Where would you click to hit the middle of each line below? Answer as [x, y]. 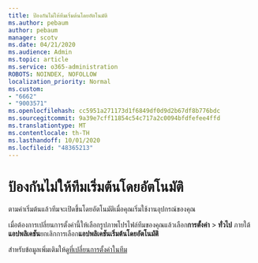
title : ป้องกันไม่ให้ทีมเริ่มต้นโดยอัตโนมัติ [58, 15]
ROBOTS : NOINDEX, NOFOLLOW [52, 74]
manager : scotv [33, 38]
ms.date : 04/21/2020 [42, 45]
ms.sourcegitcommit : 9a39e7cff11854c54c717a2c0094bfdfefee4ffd [114, 118]
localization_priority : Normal [60, 81]
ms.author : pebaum [38, 23]
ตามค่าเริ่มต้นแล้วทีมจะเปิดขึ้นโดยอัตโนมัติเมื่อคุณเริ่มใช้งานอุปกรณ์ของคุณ [102, 209]
